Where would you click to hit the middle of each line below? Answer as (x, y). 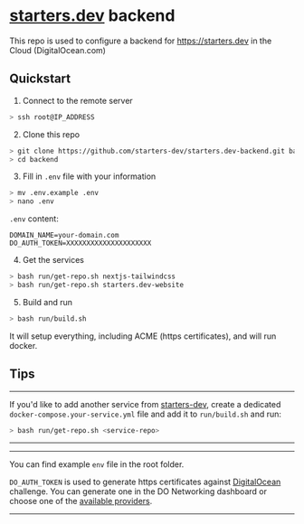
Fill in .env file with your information (89, 176)
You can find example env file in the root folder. (97, 464)
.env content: (34, 219)
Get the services (53, 260)
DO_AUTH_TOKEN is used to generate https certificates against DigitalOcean (145, 482)
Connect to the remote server (77, 100)
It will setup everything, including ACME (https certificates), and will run (143, 336)
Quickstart (40, 79)
